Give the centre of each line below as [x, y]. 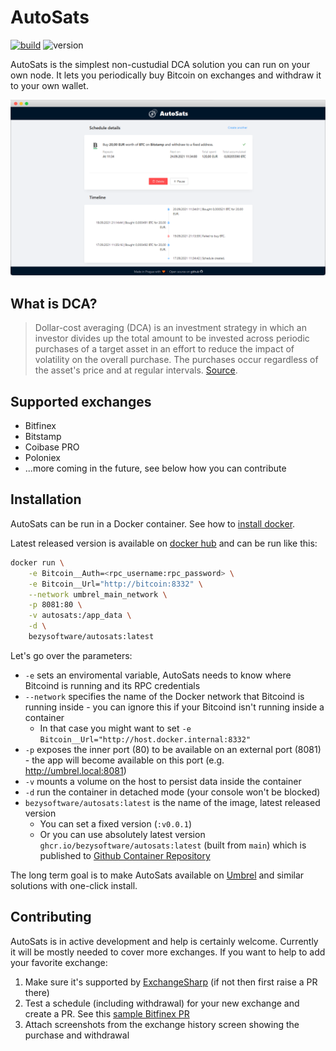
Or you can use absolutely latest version [122, 834]
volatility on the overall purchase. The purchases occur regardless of [176, 360]
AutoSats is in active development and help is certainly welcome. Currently [164, 941]
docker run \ [37, 562]
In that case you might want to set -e [115, 728]
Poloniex [42, 458]
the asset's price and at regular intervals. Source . [136, 370]
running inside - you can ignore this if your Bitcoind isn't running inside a [174, 707]
